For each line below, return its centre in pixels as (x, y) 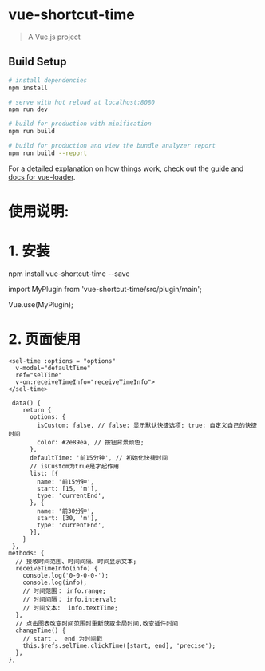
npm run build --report (48, 153)
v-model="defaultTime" (53, 368)
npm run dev (28, 109)
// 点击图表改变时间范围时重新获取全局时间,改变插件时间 (97, 623)
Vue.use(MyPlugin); (41, 304)
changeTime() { (41, 630)
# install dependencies (48, 80)
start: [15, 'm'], (67, 488)
